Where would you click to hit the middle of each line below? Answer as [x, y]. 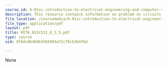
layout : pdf [17, 28]
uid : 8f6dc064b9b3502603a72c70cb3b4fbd [46, 42]
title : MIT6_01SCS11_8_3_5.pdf [38, 33]
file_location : [21, 19]
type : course [19, 37]
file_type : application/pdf [34, 23]
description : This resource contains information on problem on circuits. [84, 14]
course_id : [16, 10]
